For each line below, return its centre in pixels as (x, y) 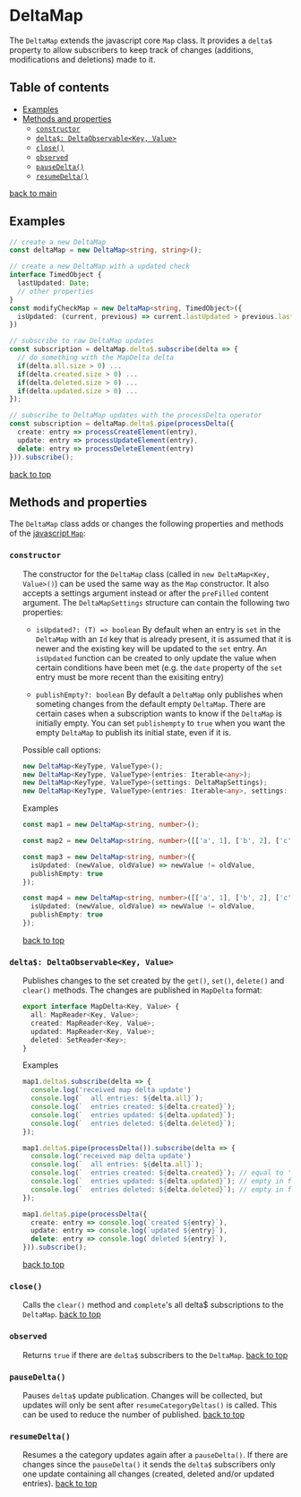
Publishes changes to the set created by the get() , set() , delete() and (153, 981)
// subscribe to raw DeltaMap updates (82, 341)
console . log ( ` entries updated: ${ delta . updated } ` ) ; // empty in (157, 1182)
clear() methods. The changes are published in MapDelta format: (142, 990)
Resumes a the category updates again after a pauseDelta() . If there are (155, 1455)
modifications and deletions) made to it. (82, 59)
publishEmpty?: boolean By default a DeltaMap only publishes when (159, 694)
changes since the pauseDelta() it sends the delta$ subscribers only (149, 1465)
